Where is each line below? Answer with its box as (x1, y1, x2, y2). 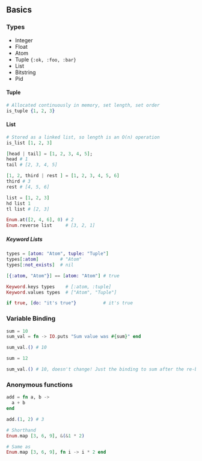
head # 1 (6, 156, 28, 162)
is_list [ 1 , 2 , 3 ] (6, 140, 52, 146)
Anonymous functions (6, 380, 73, 389)
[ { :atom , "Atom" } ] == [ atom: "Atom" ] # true (6, 272, 120, 279)
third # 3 (6, 178, 31, 184)
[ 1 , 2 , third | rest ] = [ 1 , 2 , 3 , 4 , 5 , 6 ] (6, 173, 120, 179)
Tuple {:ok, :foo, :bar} (14, 55, 76, 63)
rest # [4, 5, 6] (6, 184, 50, 190)
